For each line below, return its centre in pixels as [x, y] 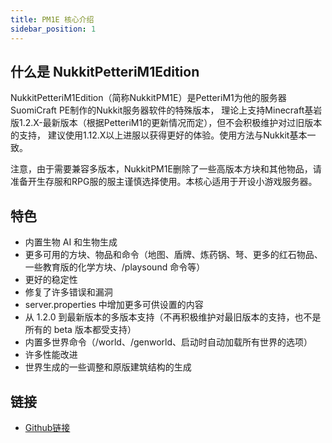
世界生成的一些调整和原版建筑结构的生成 [108, 367]
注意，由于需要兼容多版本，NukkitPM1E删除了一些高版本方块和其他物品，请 [166, 169]
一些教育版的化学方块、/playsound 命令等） [115, 267]
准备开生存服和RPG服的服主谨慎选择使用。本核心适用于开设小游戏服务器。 [164, 182]
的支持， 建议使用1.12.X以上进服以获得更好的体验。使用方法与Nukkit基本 [159, 135]
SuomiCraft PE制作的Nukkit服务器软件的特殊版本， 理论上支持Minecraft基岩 [166, 110]
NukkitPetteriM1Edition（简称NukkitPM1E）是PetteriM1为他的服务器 [148, 98]
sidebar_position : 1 [53, 29]
